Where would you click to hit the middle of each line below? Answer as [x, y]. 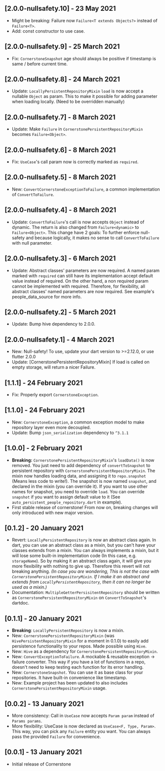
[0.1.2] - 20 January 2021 [44, 528]
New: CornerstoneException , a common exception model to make [78, 422]
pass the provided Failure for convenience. [56, 737]
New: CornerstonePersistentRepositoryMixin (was [63, 636]
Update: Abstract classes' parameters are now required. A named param [86, 270]
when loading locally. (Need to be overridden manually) [68, 102]
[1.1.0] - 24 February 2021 [45, 410]
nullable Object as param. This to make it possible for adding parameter [84, 96]
